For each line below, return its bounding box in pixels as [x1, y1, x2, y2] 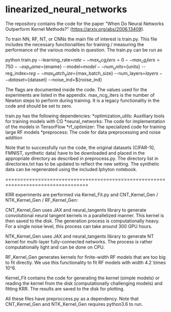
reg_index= [5, 70, 29, 76]
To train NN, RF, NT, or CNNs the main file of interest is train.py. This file [5, 36, 158, 42]
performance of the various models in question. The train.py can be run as [5, 47, 162, 53]
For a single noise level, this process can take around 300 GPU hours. [5, 223, 153, 230]
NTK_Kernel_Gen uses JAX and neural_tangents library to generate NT [5, 233, 154, 239]
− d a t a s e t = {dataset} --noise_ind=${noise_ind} [5, 77, 102, 83]
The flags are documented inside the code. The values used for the [5, 87, 147, 93]
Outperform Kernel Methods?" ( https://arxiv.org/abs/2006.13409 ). [5, 26, 145, 32]
